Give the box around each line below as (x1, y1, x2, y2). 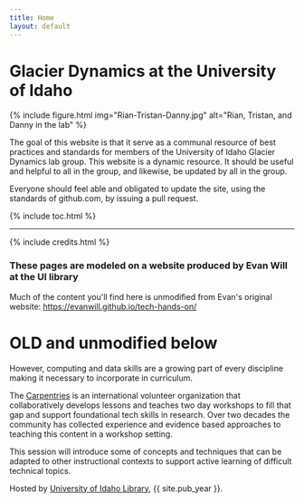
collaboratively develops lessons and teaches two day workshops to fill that (9, 400, 291, 411)
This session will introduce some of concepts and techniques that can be (9, 446, 282, 457)
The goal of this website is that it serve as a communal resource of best (9, 137, 276, 148)
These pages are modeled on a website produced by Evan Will (9, 259, 288, 272)
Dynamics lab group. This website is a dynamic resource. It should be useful (9, 156, 294, 168)
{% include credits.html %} (9, 237, 110, 247)
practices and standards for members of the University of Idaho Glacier (9, 147, 276, 158)
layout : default (9, 22, 71, 31)
